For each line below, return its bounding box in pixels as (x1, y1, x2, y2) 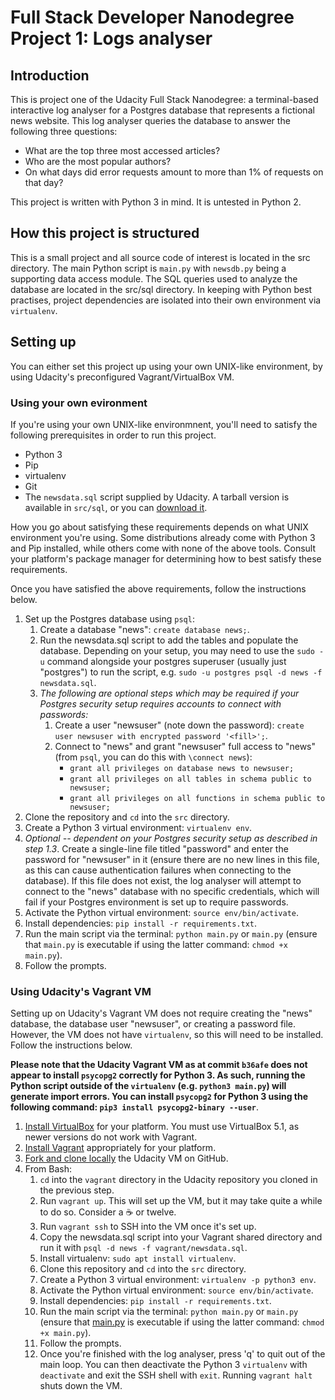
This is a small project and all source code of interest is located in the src (10, 251, 311, 263)
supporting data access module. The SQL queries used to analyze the (10, 272, 298, 285)
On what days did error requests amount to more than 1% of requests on (24, 166, 324, 178)
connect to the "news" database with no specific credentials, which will (24, 885, 320, 897)
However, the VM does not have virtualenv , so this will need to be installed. (10, 1029, 324, 1041)
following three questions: (10, 126, 118, 137)
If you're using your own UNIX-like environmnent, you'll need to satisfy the (10, 418, 318, 430)
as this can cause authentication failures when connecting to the (24, 864, 292, 876)
